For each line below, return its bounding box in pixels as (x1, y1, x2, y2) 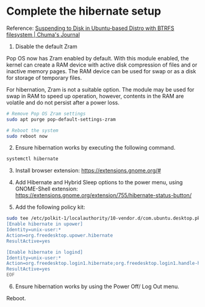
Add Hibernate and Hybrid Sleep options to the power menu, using (15, 179, 183, 186)
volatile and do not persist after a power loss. (6, 99, 120, 106)
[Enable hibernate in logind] (6, 249, 84, 255)
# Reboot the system (6, 127, 59, 134)
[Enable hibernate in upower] (6, 221, 84, 227)
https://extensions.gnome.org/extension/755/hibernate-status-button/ (15, 192, 192, 199)
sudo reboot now (6, 133, 48, 139)
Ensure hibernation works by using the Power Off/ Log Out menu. (15, 283, 179, 291)
